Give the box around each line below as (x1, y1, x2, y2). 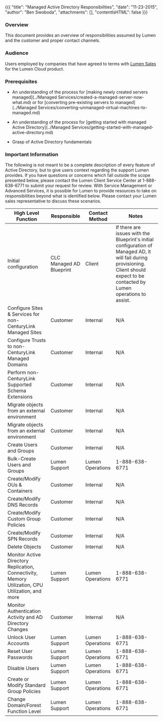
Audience (5, 50, 29, 56)
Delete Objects (7, 544, 41, 550)
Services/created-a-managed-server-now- (58, 94, 145, 100)
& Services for (7, 311, 40, 318)
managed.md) (12, 109, 40, 116)
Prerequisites (5, 78, 37, 85)
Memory (7, 576, 27, 583)
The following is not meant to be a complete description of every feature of (5, 162, 155, 168)
